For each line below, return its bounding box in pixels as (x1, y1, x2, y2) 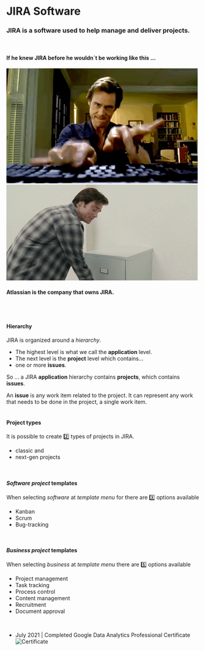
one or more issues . (15, 361, 67, 369)
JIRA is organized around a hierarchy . (6, 336, 102, 344)
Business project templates (6, 547, 78, 554)
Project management (15, 575, 69, 582)
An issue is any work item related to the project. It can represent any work (6, 391, 193, 399)
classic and (15, 447, 44, 455)
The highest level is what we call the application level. (15, 349, 152, 356)
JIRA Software (6, 4, 81, 18)
